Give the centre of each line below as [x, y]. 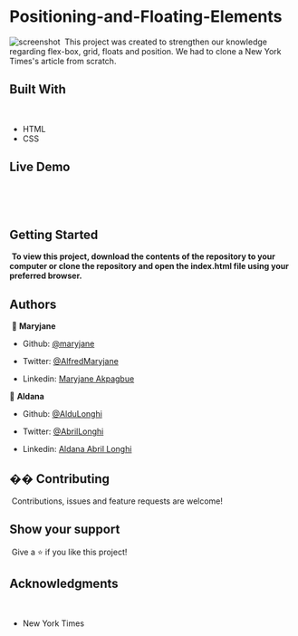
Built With [38, 89]
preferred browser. [46, 276]
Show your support [65, 530]
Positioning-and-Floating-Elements [146, 17]
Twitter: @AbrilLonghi [63, 431]
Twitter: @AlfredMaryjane [71, 361]
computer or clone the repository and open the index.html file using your [149, 266]
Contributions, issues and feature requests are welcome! [117, 501]
